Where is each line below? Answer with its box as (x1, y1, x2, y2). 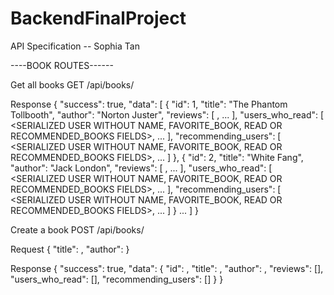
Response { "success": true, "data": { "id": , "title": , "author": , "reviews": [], (10, 262, 324, 274)
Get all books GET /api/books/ (10, 78, 135, 91)
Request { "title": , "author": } (10, 243, 130, 255)
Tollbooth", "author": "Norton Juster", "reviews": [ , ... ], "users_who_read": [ (10, 108, 325, 121)
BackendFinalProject (10, 7, 187, 30)
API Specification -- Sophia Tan (10, 40, 140, 52)
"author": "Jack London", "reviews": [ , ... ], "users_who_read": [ (10, 162, 273, 174)
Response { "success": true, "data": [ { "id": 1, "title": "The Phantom (10, 98, 288, 110)
